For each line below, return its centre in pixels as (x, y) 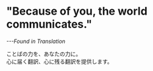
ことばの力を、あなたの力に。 (44, 54)
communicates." (49, 24)
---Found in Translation (36, 41)
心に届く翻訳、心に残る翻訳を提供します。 (59, 61)
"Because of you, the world (77, 11)
